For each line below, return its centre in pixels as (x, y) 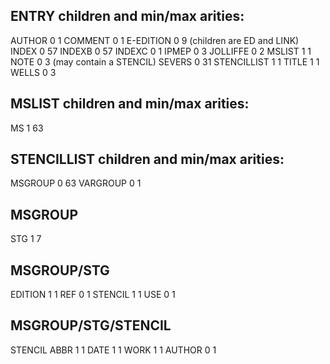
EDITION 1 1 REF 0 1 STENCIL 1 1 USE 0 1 (93, 295)
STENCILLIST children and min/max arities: (147, 159)
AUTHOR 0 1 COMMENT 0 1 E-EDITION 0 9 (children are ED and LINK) (155, 40)
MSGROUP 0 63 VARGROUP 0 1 (76, 183)
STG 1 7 (26, 239)
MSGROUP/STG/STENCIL (91, 325)
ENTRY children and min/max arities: (127, 16)
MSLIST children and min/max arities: (130, 104)
